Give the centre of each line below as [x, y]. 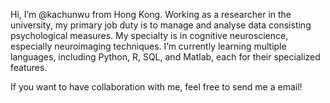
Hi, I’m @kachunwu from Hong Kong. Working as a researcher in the [151, 14]
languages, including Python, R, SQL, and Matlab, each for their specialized [165, 57]
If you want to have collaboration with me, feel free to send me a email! [156, 87]
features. [29, 67]
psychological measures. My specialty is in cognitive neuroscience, [149, 35]
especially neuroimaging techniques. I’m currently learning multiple [148, 46]
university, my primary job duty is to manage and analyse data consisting [161, 25]
